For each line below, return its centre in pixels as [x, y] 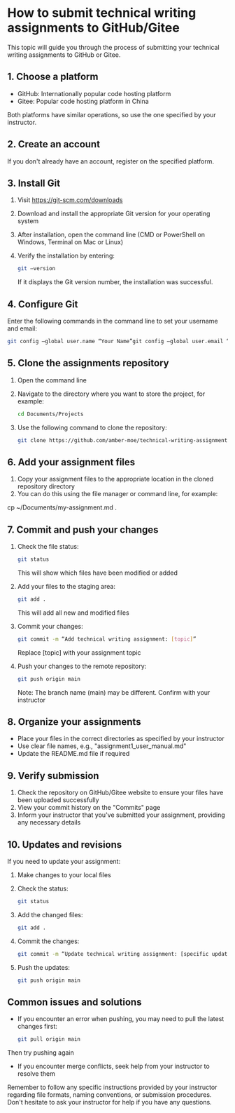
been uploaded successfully [58, 800]
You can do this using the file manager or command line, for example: [117, 494]
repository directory [46, 486]
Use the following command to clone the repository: [92, 427]
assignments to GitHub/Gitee [93, 28]
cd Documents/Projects [50, 414]
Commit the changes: [48, 941]
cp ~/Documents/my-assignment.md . [62, 507]
